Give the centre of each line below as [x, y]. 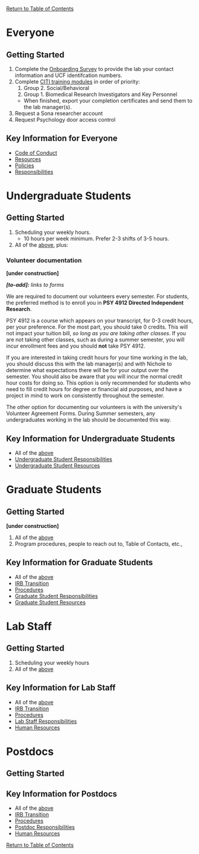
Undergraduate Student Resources [57, 465]
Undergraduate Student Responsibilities [64, 459]
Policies [24, 165]
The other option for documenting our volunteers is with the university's [94, 407]
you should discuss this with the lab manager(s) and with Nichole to [89, 364]
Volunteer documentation [44, 260]
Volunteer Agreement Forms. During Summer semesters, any [81, 413]
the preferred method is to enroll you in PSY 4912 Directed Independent [95, 303]
